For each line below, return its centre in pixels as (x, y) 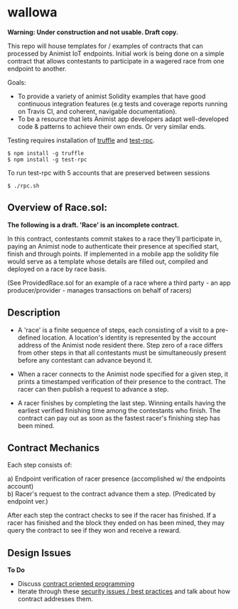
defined (29, 337)
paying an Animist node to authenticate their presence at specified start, (113, 246)
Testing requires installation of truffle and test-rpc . (81, 140)
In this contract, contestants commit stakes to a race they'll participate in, (115, 239)
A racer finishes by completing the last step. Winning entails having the (121, 402)
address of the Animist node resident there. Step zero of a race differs (120, 345)
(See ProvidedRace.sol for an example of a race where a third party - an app (119, 283)
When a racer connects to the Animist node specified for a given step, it (123, 374)
